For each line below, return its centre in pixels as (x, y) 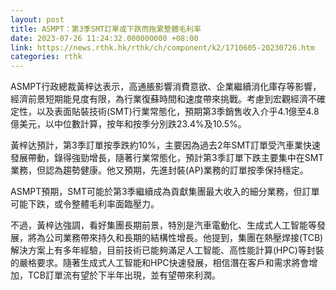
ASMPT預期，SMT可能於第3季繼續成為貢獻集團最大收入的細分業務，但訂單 (165, 192)
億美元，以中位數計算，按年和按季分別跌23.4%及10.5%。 (128, 124)
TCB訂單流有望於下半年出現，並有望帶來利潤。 (124, 275)
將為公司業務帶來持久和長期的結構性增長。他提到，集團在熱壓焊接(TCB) (175, 238)
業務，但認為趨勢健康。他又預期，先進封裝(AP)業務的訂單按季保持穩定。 (159, 170)
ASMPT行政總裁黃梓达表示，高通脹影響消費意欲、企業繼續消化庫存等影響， (166, 87)
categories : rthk (46, 57)
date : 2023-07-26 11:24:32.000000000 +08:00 (104, 38)
